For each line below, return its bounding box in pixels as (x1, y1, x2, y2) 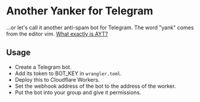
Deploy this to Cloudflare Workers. (14, 76, 100, 83)
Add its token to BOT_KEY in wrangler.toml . (14, 70, 122, 77)
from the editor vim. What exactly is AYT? (6, 30, 109, 37)
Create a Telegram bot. (14, 63, 72, 70)
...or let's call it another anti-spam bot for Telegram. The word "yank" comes (6, 24, 194, 31)
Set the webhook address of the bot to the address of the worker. (14, 82, 176, 89)
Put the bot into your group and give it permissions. (14, 88, 141, 96)
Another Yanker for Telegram (6, 4, 153, 18)
